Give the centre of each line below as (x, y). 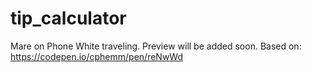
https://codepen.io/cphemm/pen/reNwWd (97, 56)
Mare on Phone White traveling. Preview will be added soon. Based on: (156, 46)
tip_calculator (68, 18)
